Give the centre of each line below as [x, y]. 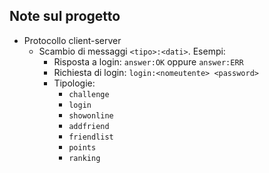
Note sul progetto [65, 16]
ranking [84, 158]
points [82, 147]
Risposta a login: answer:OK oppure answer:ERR [148, 61]
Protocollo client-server [72, 40]
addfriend [89, 126]
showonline [91, 115]
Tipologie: [74, 83]
